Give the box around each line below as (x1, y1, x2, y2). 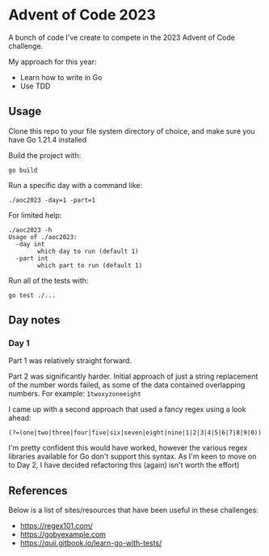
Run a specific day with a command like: (8, 180, 143, 190)
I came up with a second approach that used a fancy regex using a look (8, 404, 246, 414)
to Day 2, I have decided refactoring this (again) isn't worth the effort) (8, 460, 240, 470)
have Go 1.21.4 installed (8, 135, 87, 144)
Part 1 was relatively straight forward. (8, 356, 132, 366)
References (8, 484, 68, 498)
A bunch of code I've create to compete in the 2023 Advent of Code (8, 32, 236, 42)
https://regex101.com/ (19, 521, 93, 531)
